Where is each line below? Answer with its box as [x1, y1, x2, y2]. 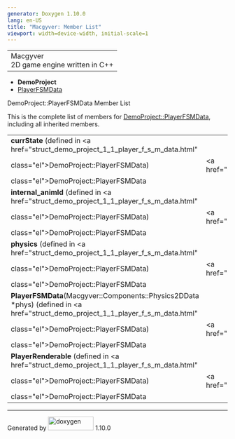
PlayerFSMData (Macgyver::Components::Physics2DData [10, 291, 199, 301]
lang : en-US [7, 17, 42, 24]
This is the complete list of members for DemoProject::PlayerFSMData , [7, 113, 211, 121]
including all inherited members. [7, 120, 100, 128]
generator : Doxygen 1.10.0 [7, 10, 86, 18]
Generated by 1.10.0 [7, 424, 111, 432]
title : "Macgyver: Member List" [7, 23, 101, 30]
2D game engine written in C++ [10, 60, 114, 70]
